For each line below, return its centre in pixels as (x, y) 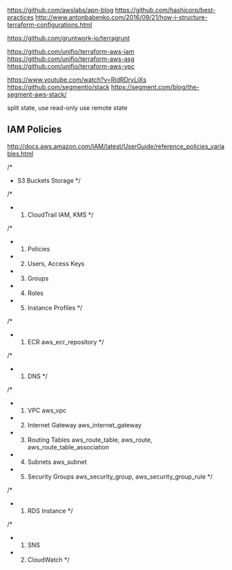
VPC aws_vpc (47, 410)
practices (21, 17)
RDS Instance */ (50, 510)
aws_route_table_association (68, 447)
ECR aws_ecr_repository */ (66, 341)
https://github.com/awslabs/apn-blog (60, 10)
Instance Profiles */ (55, 308)
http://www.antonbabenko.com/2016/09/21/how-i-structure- (122, 17)
